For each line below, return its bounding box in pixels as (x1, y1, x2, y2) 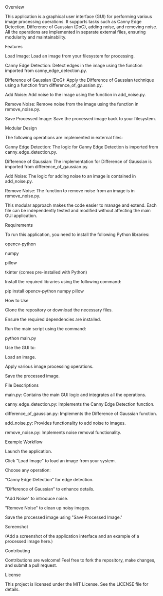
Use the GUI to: (5, 345, 36, 350)
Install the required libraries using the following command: (5, 279, 122, 284)
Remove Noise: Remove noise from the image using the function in (5, 101, 139, 107)
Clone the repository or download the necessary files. (5, 307, 113, 313)
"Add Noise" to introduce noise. (5, 496, 69, 501)
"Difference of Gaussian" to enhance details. (5, 486, 95, 492)
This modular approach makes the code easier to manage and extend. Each (5, 202, 157, 208)
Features (5, 44, 23, 49)
